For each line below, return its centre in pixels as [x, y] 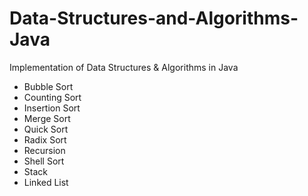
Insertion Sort [52, 108]
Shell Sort [44, 161]
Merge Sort [47, 118]
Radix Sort [45, 139]
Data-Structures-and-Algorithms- [154, 18]
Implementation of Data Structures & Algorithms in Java [124, 67]
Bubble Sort [48, 86]
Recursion [44, 150]
